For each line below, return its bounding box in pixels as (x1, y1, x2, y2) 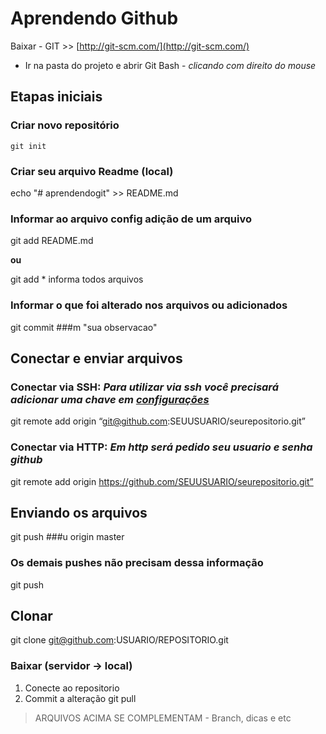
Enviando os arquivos (10, 504, 148, 521)
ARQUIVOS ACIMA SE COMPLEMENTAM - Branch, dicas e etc (34, 712, 292, 724)
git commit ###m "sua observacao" (10, 321, 158, 333)
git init (10, 141, 47, 151)
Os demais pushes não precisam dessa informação (10, 556, 264, 570)
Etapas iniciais (10, 88, 103, 106)
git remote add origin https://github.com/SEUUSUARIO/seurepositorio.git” (10, 475, 314, 487)
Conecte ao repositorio (24, 682, 120, 694)
